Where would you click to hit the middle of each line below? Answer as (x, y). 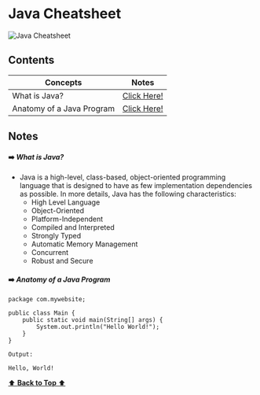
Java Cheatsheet (65, 14)
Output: (21, 354)
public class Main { (42, 313)
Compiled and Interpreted (73, 227)
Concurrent (50, 253)
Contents (31, 60)
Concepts (63, 82)
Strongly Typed (56, 236)
